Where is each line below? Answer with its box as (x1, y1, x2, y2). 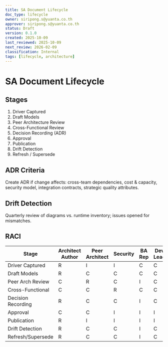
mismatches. (5, 218, 31, 224)
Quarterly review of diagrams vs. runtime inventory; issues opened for (5, 213, 150, 218)
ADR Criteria (5, 166, 45, 175)
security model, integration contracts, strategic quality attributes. (5, 185, 139, 191)
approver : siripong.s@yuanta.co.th (5, 21, 79, 27)
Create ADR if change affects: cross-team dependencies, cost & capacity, (5, 179, 157, 186)
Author (60, 253, 78, 260)
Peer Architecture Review (12, 119, 65, 125)
